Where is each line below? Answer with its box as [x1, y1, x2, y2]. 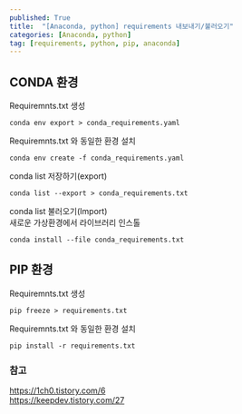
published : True [9, 13, 71, 23]
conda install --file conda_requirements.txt [9, 235, 184, 245]
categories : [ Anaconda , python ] [9, 30, 131, 39]
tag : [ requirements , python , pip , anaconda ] [9, 38, 180, 48]
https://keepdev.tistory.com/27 [9, 395, 125, 406]
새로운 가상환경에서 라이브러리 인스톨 [9, 217, 140, 228]
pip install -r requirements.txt [9, 341, 136, 350]
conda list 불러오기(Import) [9, 206, 108, 217]
